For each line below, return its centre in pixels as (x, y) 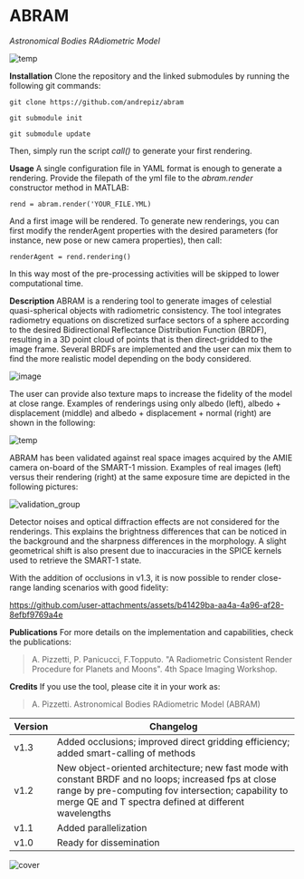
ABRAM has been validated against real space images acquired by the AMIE (151, 458)
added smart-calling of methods (127, 753)
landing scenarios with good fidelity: (101, 587)
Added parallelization (102, 827)
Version (31, 726)
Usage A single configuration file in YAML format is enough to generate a (146, 168)
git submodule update (50, 134)
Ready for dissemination (109, 842)
